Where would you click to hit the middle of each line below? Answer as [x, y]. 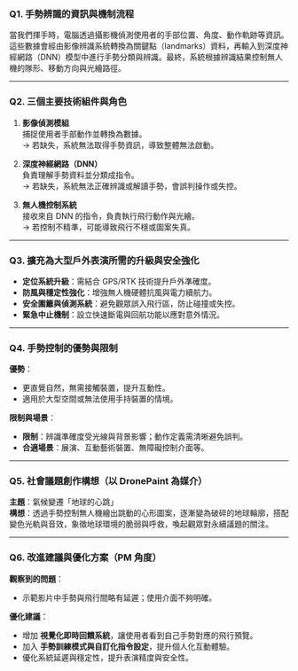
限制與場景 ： [32, 417]
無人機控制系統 [49, 205]
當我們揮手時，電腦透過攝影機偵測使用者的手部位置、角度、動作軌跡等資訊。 [149, 35]
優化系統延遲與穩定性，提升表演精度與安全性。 [107, 657]
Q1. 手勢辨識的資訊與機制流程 [72, 13]
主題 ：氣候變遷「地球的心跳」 [63, 502]
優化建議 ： [29, 616]
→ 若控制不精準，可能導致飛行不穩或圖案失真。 [109, 227]
